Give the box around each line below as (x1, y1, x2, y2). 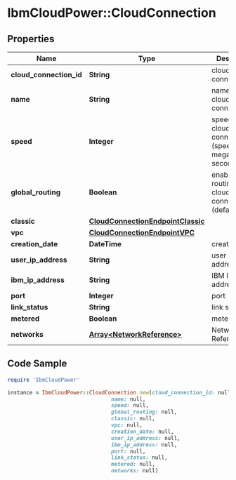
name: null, (111, 395, 146, 403)
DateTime (88, 239, 122, 248)
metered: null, (111, 461, 156, 468)
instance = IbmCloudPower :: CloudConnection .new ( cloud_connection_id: (7, 389, 216, 396)
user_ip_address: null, (111, 434, 181, 441)
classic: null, (111, 415, 156, 422)
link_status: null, (111, 454, 169, 461)
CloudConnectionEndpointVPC (88, 228, 195, 237)
